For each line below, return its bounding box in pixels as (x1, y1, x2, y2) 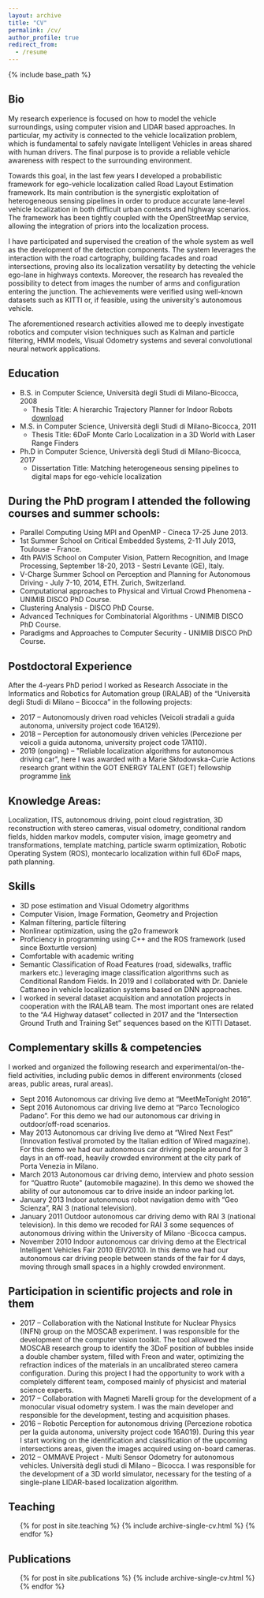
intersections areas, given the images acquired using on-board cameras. (19, 1443, 256, 1453)
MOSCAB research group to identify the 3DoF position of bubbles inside (19, 1343, 254, 1353)
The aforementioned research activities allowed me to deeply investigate (8, 319, 244, 328)
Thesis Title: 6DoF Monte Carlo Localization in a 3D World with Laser (31, 429, 255, 439)
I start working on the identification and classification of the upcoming (19, 1435, 247, 1445)
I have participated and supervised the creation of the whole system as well (8, 236, 254, 245)
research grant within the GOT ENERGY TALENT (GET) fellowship (19, 763, 232, 773)
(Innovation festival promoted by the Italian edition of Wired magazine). (19, 1136, 251, 1145)
